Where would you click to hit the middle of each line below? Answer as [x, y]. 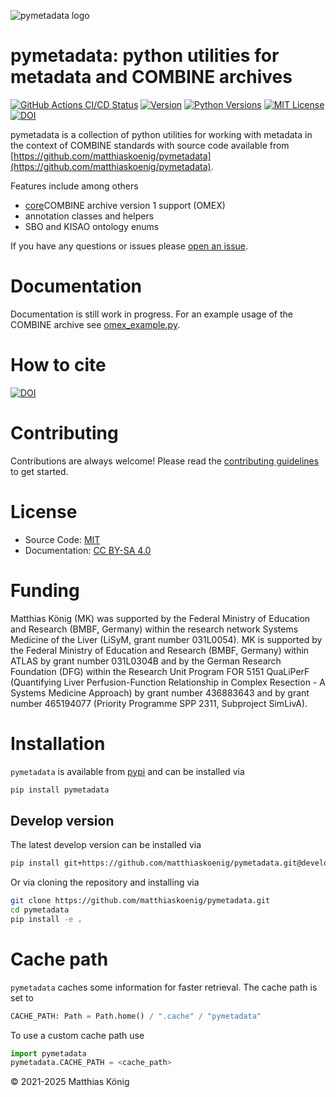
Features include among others [74, 186]
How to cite [58, 365]
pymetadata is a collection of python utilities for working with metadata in [161, 134]
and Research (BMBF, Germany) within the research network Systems [154, 629]
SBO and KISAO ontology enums [92, 226]
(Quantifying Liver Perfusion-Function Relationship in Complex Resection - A [168, 682]
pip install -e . [46, 919]
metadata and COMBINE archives [151, 77]
